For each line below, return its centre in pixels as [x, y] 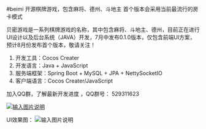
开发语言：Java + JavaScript [51, 65]
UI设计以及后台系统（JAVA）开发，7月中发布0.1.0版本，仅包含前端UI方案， [101, 37]
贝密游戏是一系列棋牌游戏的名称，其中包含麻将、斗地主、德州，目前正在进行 [103, 30]
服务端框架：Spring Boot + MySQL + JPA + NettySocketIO [89, 73]
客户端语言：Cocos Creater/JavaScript [64, 81]
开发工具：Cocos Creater [47, 58]
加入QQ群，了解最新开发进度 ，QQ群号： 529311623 [73, 94]
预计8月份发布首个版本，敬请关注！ [51, 45]
